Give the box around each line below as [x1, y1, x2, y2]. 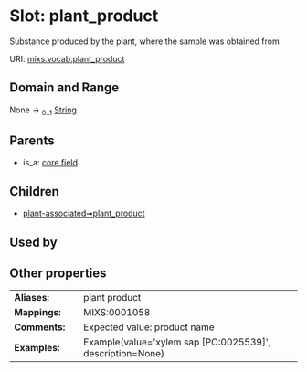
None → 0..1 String [9, 104, 78, 117]
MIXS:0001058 [83, 306, 151, 319]
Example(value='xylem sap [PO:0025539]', [83, 335, 271, 348]
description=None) [83, 347, 165, 360]
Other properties [9, 265, 107, 281]
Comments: [14, 321, 66, 334]
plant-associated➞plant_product [22, 207, 145, 219]
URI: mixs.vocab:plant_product [9, 53, 125, 64]
